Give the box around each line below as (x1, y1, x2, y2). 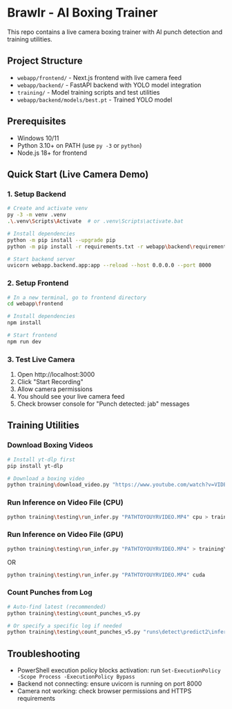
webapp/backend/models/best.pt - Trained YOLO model (17, 95, 173, 104)
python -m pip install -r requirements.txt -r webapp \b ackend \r (7, 243, 196, 250)
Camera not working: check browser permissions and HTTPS (17, 687, 192, 695)
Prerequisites (7, 115, 66, 127)
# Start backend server (7, 256, 76, 263)
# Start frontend (7, 332, 57, 339)
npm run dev (7, 338, 41, 345)
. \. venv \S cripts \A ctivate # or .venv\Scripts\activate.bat (7, 218, 184, 225)
